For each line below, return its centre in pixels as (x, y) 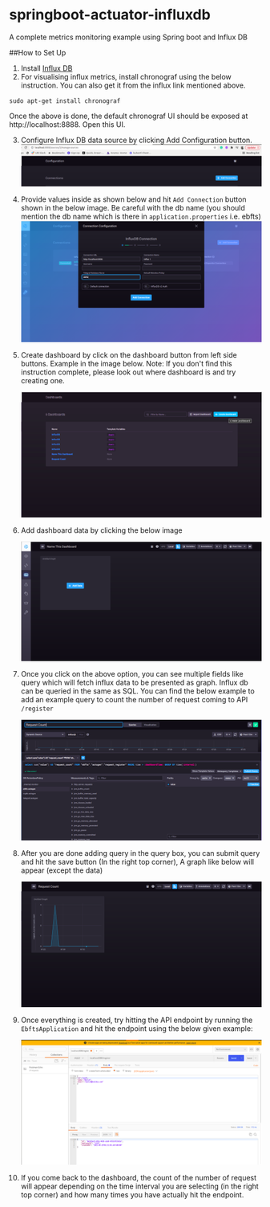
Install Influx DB (46, 68)
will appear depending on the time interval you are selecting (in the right (139, 1186)
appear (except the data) (62, 870)
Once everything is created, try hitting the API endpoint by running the (137, 1020)
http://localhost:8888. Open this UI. (67, 124)
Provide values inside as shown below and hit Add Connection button (133, 199)
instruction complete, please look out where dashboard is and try (128, 372)
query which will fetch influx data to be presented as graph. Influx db (135, 683)
